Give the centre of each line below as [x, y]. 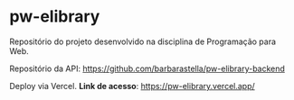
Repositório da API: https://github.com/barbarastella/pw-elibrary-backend [147, 68]
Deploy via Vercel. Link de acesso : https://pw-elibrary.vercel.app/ [132, 86]
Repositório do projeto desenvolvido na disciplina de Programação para [143, 41]
